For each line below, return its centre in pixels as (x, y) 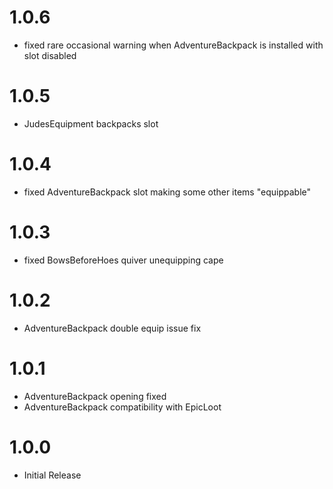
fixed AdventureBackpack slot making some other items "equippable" (167, 192)
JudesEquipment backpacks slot (91, 123)
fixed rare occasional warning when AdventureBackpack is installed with (173, 45)
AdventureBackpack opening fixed (95, 396)
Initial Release (52, 475)
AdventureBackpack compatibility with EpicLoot (122, 407)
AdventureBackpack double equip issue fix (112, 328)
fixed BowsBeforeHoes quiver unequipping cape (123, 260)
